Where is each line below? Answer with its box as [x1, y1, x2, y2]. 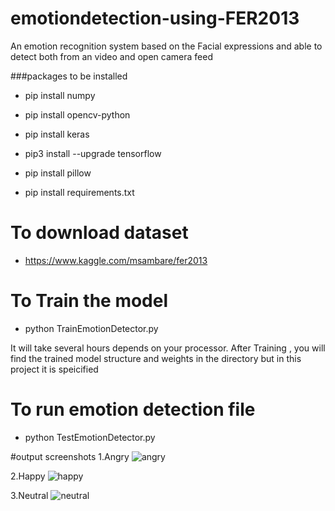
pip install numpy [24, 89, 96, 101]
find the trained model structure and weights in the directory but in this [10, 352, 302, 364]
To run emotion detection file [10, 398, 256, 421]
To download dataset [10, 222, 189, 244]
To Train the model [10, 290, 169, 312]
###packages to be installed [10, 70, 128, 82]
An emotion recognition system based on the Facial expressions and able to [10, 40, 323, 52]
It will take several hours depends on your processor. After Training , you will [10, 342, 326, 354]
